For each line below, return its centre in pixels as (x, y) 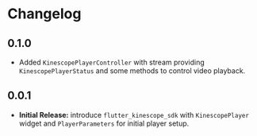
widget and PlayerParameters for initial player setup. (104, 123)
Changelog (44, 14)
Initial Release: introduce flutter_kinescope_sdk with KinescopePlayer (134, 115)
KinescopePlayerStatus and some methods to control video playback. (132, 71)
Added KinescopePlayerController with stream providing (112, 62)
